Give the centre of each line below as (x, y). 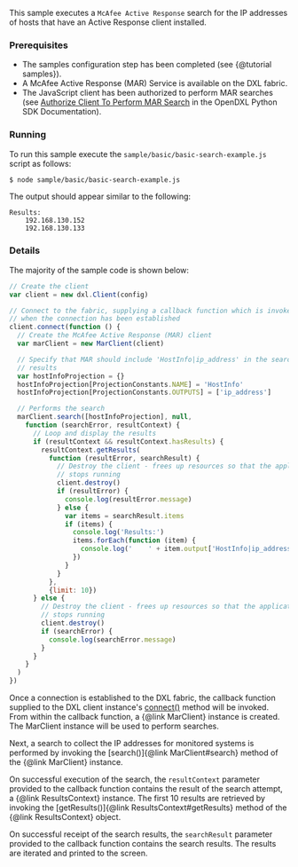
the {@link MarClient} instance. (66, 762)
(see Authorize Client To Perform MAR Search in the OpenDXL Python (149, 102)
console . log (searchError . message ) (112, 639)
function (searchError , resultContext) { (102, 425)
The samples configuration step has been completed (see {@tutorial (147, 65)
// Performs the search (61, 409)
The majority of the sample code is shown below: (99, 270)
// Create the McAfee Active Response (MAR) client (115, 335)
